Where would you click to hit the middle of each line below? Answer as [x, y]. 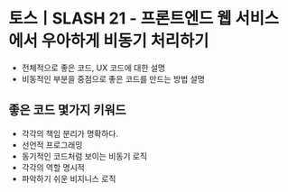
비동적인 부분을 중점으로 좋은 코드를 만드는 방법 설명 [113, 78]
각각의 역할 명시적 [53, 167]
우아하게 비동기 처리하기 [125, 41]
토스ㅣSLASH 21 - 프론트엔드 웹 [120, 18]
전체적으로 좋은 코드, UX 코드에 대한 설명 [93, 68]
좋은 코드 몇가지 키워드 [68, 110]
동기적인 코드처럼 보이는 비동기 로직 [84, 156]
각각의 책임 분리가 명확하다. [70, 133]
